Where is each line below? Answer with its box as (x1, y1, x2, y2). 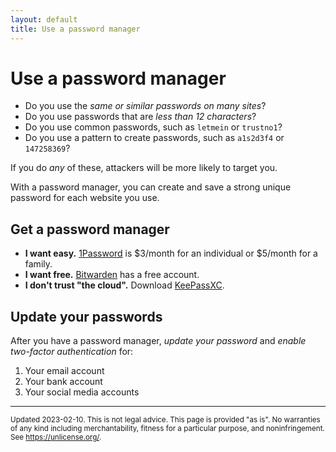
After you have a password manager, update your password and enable (10, 335, 307, 347)
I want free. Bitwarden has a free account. (24, 269, 200, 281)
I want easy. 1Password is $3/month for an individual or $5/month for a (24, 247, 318, 260)
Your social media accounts (24, 386, 140, 398)
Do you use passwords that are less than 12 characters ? (24, 111, 257, 123)
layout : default (10, 14, 78, 25)
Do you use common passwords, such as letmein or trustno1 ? (24, 121, 283, 133)
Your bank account (24, 376, 103, 388)
